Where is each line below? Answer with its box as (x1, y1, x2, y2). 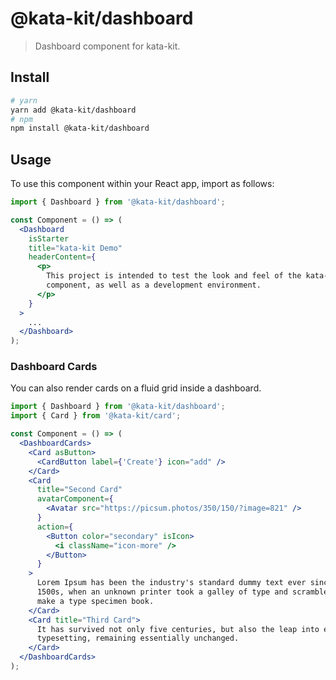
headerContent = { (28, 252, 97, 262)
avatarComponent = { (36, 494, 114, 504)
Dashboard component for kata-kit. (34, 40, 181, 52)
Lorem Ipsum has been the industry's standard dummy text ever (36, 578, 307, 588)
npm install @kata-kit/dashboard (10, 123, 150, 134)
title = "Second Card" (36, 485, 123, 495)
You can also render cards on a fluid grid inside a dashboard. (10, 382, 262, 394)
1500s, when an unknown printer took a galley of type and (36, 587, 288, 597)
